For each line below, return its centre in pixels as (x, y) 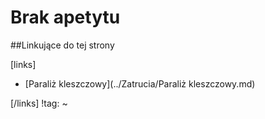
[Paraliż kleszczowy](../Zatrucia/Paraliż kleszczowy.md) (140, 83)
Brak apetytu (65, 17)
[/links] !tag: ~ (39, 103)
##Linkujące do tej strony (62, 45)
